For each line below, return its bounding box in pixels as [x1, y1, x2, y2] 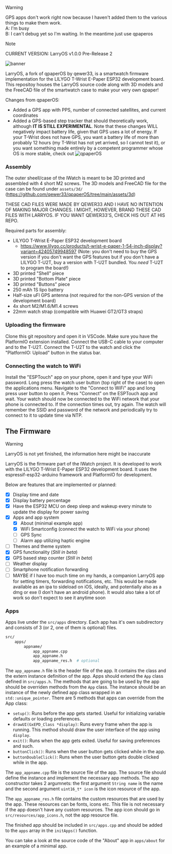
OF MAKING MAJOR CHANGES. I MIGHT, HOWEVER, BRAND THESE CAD [5, 207, 162, 213]
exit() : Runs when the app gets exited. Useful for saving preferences [12, 737, 161, 744]
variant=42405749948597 [20, 249, 77, 255]
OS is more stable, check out [12, 151, 74, 156]
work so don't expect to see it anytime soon [12, 595, 106, 601]
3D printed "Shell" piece [12, 270, 64, 276]
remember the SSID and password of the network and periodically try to [5, 406, 158, 413]
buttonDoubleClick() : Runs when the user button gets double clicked [12, 754, 159, 760]
